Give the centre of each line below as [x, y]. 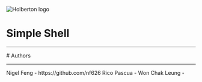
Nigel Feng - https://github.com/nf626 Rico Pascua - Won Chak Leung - [95, 72]
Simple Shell [38, 34]
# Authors [19, 55]
